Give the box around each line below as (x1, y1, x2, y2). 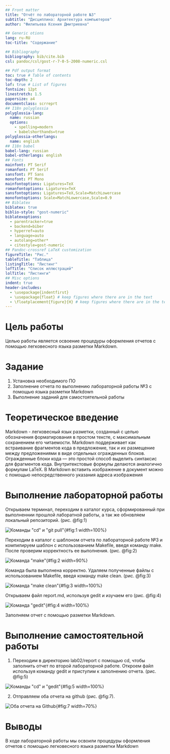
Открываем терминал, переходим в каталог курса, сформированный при (5, 506, 165, 512)
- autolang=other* (10, 238, 49, 243)
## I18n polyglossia (5, 106, 49, 111)
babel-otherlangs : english (5, 153, 62, 158)
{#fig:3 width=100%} (58, 582, 103, 588)
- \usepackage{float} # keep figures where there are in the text (10, 294, 153, 300)
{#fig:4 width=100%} (45, 602, 90, 608)
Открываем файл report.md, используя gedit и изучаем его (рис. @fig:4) (5, 593, 161, 598)
